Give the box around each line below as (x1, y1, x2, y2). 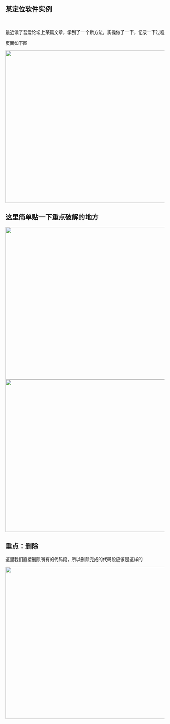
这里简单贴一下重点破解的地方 (5, 213, 99, 222)
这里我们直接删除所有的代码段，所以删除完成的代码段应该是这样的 (5, 556, 143, 563)
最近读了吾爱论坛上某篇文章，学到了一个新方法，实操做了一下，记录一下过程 (5, 29, 165, 35)
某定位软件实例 (5, 5, 52, 14)
